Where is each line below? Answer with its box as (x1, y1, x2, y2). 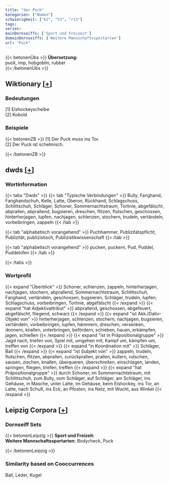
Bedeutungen (5, 95, 39, 102)
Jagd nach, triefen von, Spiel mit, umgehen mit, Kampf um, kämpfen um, (5, 337, 156, 343)
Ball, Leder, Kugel (5, 472, 42, 478)
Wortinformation (5, 181, 47, 188)
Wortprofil (5, 272, 31, 279)
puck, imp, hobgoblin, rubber (5, 59, 66, 66)
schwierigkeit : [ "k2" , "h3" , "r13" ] (5, 17, 82, 22)
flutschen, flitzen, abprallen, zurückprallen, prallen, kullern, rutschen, (5, 353, 149, 359)
